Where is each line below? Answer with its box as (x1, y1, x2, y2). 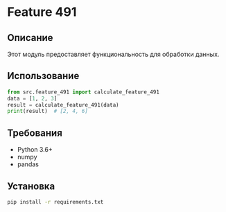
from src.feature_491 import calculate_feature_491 (7, 88, 159, 96)
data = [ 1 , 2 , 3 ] (7, 95, 58, 102)
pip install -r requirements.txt (7, 198, 104, 205)
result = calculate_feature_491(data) (7, 101, 119, 108)
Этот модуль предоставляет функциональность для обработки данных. (7, 50, 220, 58)
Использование (7, 70, 80, 82)
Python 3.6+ (17, 145, 53, 154)
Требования (7, 127, 62, 139)
